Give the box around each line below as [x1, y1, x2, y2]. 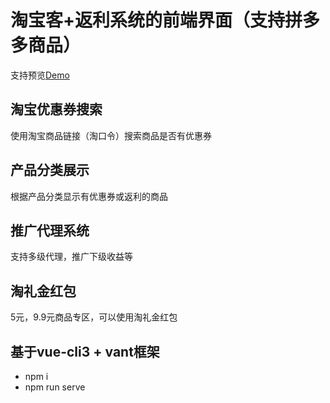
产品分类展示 [10, 162, 90, 179]
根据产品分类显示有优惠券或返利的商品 [10, 190, 168, 202]
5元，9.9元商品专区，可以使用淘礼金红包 [10, 311, 178, 323]
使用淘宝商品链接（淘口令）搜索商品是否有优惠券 [10, 129, 212, 141]
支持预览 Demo [10, 69, 70, 81]
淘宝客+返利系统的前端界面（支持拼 [10, 9, 303, 32]
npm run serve [24, 381, 86, 393]
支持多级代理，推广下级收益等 [10, 251, 133, 263]
